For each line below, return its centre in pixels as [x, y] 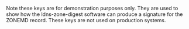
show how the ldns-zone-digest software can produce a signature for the [94, 14]
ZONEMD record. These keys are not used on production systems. [86, 20]
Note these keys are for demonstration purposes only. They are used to [92, 8]
